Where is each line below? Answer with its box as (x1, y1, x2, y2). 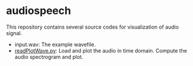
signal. (6, 29, 22, 36)
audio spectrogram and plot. (14, 53, 83, 60)
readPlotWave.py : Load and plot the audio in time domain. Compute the (14, 47, 188, 54)
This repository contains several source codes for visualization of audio (6, 23, 179, 30)
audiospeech (6, 4, 72, 18)
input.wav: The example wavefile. (14, 41, 96, 48)
